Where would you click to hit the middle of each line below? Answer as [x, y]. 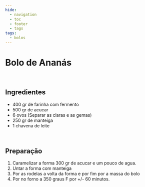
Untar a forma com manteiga [42, 168]
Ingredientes [25, 92]
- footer [19, 24]
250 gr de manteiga [33, 120]
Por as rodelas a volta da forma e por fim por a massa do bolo [76, 174]
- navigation [23, 15]
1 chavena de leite [31, 125]
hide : [11, 10]
